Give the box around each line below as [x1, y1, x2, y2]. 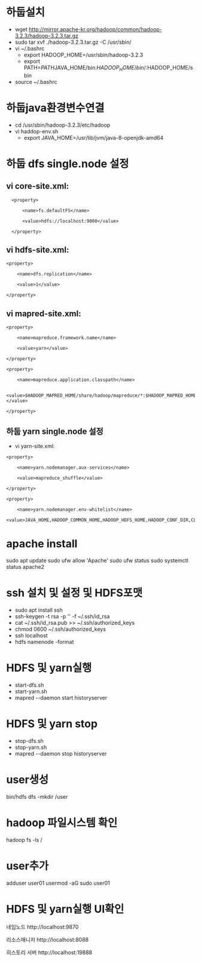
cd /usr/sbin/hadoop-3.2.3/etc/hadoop [14, 121, 111, 128]
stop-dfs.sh [14, 737, 44, 744]
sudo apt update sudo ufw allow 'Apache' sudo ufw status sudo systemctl [6, 557, 188, 564]
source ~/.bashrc [14, 78, 58, 85]
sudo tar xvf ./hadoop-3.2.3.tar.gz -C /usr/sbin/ [14, 38, 132, 46]
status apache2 [6, 564, 45, 571]
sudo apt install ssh [14, 606, 63, 613]
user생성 [6, 773, 49, 787]
